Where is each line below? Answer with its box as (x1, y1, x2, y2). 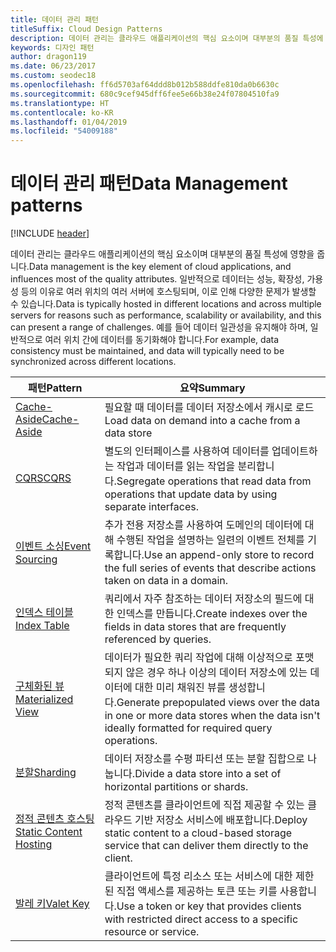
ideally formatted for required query (104, 721, 273, 735)
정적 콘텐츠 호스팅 (15, 812, 95, 826)
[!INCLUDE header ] (10, 227, 90, 240)
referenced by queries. (104, 632, 212, 646)
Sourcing (15, 552, 58, 566)
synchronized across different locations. (10, 356, 177, 368)
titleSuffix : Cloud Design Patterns (10, 24, 163, 34)
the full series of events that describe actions (104, 561, 317, 575)
